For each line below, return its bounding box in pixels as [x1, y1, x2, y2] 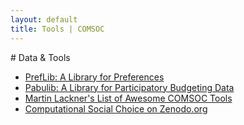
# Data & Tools [10, 51, 71, 63]
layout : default [10, 14, 78, 25]
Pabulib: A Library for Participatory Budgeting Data [24, 81, 235, 93]
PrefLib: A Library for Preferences [24, 71, 165, 83]
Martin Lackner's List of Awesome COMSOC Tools [24, 92, 233, 104]
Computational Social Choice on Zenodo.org [24, 102, 208, 115]
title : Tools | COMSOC [10, 24, 105, 34]
